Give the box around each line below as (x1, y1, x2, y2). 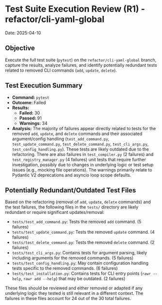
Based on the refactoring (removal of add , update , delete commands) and (5, 199, 151, 205)
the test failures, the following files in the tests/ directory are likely (5, 204, 139, 210)
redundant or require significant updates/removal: (5, 210, 105, 215)
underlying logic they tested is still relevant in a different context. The (5, 290, 144, 296)
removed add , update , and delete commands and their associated (12, 131, 143, 136)
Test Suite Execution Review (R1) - (5, 3, 146, 15)
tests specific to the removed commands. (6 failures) (12, 266, 118, 271)
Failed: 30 (19, 110, 40, 115)
